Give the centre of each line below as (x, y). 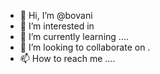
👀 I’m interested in (57, 26)
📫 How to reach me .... (67, 58)
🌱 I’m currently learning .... (74, 36)
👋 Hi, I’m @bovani (56, 15)
